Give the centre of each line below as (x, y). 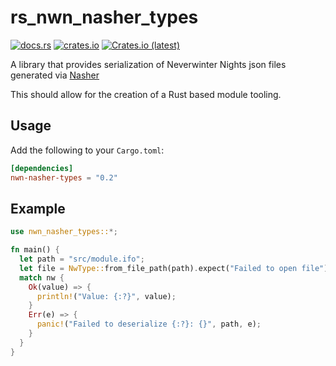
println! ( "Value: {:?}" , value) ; (106, 296)
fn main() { (35, 250)
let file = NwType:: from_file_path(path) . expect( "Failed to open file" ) (174, 268)
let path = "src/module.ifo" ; (82, 259)
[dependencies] (42, 168)
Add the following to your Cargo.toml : (87, 150)
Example (38, 208)
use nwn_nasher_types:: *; (64, 232)
